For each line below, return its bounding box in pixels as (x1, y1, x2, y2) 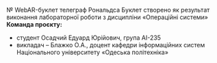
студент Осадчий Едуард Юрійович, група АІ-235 (16, 34, 162, 42)
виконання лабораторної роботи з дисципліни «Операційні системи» (6, 13, 209, 21)
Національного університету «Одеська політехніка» (16, 48, 169, 56)
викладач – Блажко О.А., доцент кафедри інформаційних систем (16, 41, 205, 49)
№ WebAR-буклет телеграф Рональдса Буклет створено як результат (6, 6, 210, 14)
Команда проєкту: (6, 21, 62, 28)
